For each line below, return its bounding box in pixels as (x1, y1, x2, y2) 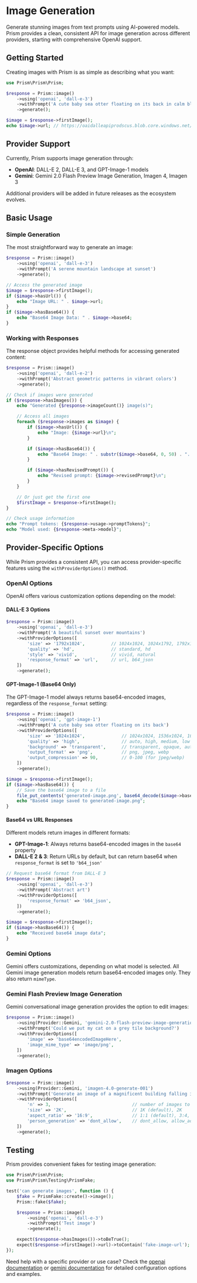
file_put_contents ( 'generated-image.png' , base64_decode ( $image (16, 792, 177, 798)
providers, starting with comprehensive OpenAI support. (6, 36, 142, 43)
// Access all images (16, 413, 69, 420)
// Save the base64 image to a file (16, 787, 107, 793)
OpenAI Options (6, 579, 53, 587)
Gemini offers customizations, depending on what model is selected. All (6, 963, 179, 970)
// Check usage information (6, 516, 75, 522)
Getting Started (6, 53, 64, 63)
